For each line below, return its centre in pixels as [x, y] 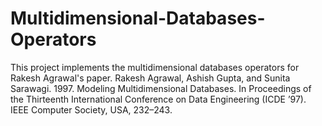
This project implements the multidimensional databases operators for [155, 67]
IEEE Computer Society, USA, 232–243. [91, 109]
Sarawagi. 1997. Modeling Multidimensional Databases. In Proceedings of [161, 88]
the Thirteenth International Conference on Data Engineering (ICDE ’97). [158, 99]
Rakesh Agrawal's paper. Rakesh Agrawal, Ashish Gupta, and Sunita [150, 78]
